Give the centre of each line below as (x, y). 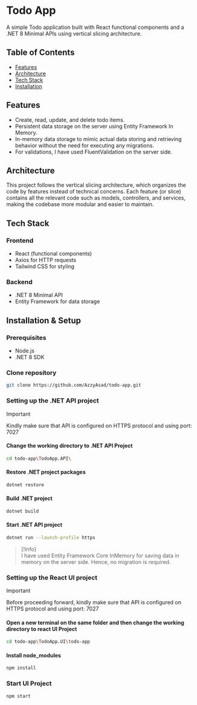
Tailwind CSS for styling (45, 266)
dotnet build (23, 511)
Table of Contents (41, 53)
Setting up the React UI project (52, 577)
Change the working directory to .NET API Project (70, 446)
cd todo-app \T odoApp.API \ (39, 459)
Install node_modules (34, 655)
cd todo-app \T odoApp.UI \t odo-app (48, 642)
